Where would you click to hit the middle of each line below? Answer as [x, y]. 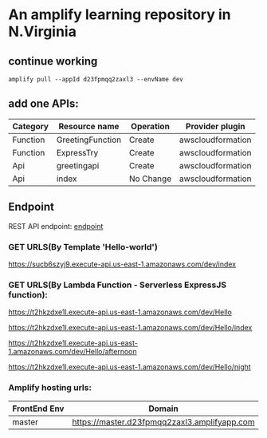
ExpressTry [77, 152]
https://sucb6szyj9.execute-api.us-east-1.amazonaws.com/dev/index [122, 264]
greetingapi [78, 165]
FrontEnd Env [38, 408]
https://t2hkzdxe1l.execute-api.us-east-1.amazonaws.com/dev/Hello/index [130, 328]
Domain [163, 408]
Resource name [89, 126]
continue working [53, 61]
